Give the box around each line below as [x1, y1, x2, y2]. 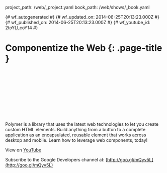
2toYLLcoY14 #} [5, 25, 38, 31]
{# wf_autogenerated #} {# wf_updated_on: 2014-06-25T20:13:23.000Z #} [5, 14, 160, 20]
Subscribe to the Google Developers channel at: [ [5, 156, 108, 162]
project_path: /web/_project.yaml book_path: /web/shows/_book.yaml [5, 5, 150, 10]
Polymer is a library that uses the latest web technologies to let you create [5, 121, 159, 127]
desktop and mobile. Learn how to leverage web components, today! [5, 137, 148, 143]
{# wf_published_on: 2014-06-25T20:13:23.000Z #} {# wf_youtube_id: [5, 20, 151, 25]
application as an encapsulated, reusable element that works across [5, 132, 146, 138]
